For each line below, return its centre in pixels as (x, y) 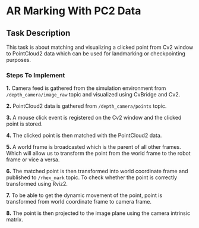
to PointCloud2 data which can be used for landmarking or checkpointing (96, 54)
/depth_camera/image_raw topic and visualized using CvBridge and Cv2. (93, 95)
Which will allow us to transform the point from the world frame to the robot (99, 154)
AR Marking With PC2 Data (74, 11)
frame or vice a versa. (33, 160)
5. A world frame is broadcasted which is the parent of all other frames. (94, 147)
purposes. (19, 60)
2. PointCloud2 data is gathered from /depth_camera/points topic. (86, 106)
